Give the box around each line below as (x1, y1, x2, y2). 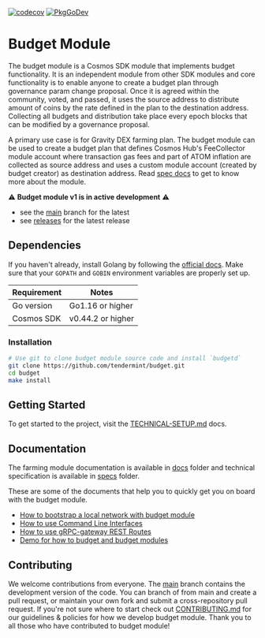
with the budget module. (8, 495, 88, 505)
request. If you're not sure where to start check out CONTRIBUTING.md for (8, 604, 252, 614)
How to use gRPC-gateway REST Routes (19, 527, 151, 536)
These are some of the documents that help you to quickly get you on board (8, 487, 256, 496)
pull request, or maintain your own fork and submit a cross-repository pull (8, 595, 248, 605)
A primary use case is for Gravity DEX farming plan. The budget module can (8, 135, 256, 144)
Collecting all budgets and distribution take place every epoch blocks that (8, 111, 248, 121)
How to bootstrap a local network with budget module (19, 510, 196, 520)
